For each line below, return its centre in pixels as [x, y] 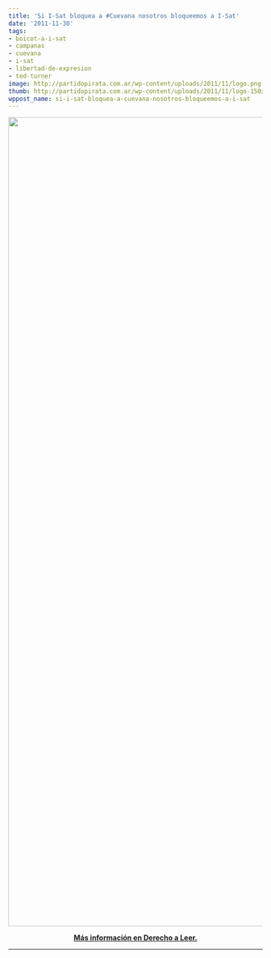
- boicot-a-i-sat [38, 38]
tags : [17, 31]
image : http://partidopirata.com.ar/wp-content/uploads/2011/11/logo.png [135, 83]
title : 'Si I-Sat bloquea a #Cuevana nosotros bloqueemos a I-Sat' [124, 16]
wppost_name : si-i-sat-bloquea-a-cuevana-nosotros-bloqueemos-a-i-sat [129, 99]
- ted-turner [30, 76]
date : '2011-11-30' [41, 23]
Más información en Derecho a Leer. [135, 938]
